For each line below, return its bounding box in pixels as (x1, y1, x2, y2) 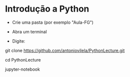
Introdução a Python (5, 3, 90, 15)
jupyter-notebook (5, 66, 40, 72)
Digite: (12, 38, 25, 44)
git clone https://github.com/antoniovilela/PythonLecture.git (5, 47, 125, 53)
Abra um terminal (12, 29, 47, 34)
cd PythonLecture (5, 57, 41, 62)
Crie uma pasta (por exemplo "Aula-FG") (12, 19, 94, 25)
